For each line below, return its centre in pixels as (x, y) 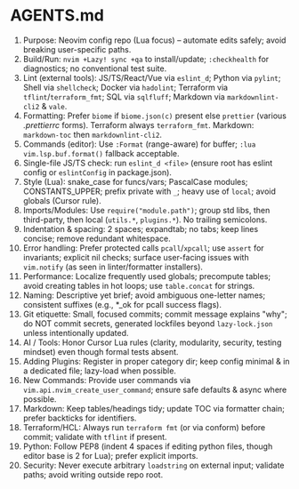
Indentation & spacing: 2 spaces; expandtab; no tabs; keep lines (141, 228)
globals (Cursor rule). (62, 200)
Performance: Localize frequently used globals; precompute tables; (147, 276)
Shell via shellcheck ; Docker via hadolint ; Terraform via (125, 87)
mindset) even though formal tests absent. (101, 351)
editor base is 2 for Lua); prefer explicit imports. (110, 455)
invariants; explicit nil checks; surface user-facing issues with (136, 257)
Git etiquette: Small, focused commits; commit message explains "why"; (155, 314)
